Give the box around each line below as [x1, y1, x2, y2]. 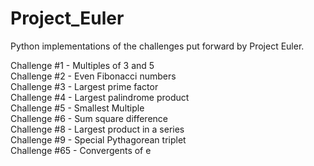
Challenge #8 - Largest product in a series [10, 123, 185, 135]
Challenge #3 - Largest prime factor [10, 80, 159, 92]
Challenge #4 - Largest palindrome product [10, 91, 190, 103]
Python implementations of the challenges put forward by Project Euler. [10, 40, 305, 52]
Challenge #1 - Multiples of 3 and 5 [10, 59, 155, 71]
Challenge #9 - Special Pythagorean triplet [10, 133, 187, 146]
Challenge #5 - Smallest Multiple [10, 102, 145, 114]
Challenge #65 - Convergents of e [10, 144, 152, 156]
